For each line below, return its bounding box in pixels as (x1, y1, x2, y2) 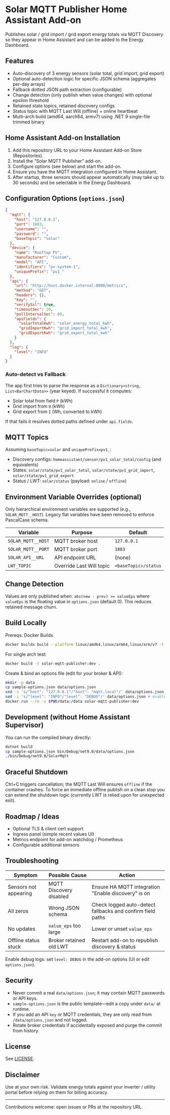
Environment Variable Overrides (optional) (5, 492, 142, 501)
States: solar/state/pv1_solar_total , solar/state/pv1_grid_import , (12, 467, 155, 473)
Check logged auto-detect (92, 901, 156, 908)
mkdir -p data (5, 680, 35, 685)
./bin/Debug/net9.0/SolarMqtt (5, 754, 69, 759)
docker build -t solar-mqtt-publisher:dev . (5, 661, 101, 666)
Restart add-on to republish (92, 937, 158, 944)
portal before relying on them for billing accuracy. (5, 1089, 109, 1096)
